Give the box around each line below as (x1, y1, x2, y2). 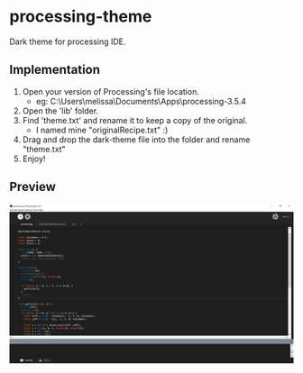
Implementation (9, 62, 101, 77)
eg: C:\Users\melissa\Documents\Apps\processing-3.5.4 (35, 96, 246, 106)
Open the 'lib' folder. (22, 105, 99, 116)
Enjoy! (22, 153, 46, 164)
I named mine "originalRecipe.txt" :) (35, 124, 169, 135)
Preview (9, 179, 57, 195)
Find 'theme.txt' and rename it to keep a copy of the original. (22, 114, 248, 125)
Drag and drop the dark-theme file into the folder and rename (22, 133, 251, 145)
